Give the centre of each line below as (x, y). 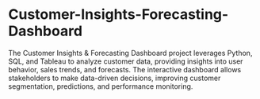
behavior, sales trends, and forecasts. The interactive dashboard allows (125, 69)
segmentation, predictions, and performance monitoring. (101, 86)
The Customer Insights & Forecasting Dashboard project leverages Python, (130, 53)
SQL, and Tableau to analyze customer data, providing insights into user (126, 61)
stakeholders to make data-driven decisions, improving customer (115, 78)
